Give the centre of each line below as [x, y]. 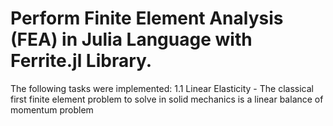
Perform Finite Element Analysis [147, 18]
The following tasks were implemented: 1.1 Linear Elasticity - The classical [162, 88]
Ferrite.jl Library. [81, 61]
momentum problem [52, 109]
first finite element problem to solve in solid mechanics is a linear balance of [167, 99]
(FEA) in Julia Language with [131, 39]
